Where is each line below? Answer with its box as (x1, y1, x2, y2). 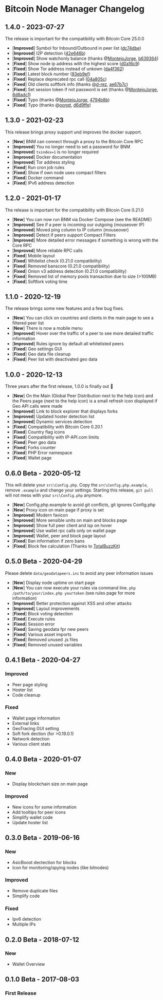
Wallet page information (12, 715, 60, 721)
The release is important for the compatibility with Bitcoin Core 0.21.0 (5, 207, 144, 213)
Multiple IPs (12, 922, 36, 927)
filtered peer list (12, 320, 44, 326)
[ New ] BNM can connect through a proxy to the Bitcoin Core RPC (12, 138, 144, 144)
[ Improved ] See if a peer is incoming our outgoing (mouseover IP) (12, 222, 145, 227)
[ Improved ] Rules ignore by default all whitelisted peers (12, 341, 124, 347)
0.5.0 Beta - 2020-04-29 (5, 557, 83, 566)
